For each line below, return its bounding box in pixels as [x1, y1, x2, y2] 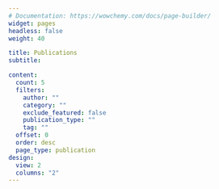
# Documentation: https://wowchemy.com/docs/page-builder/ [8, 11, 212, 20]
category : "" [23, 101, 67, 109]
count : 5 [15, 78, 45, 86]
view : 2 [15, 161, 42, 170]
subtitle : [8, 57, 42, 65]
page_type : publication [15, 146, 95, 154]
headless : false [8, 27, 63, 35]
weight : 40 [8, 34, 45, 43]
